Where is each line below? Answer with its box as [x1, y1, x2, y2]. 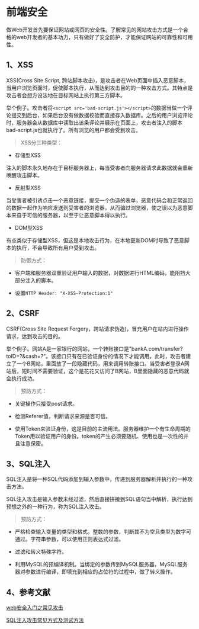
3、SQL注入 [6, 458, 50, 468]
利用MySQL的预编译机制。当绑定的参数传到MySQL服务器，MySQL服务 [14, 561, 188, 568]
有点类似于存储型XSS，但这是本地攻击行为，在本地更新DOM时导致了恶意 [6, 236, 185, 243]
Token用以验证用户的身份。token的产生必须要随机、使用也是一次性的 [14, 432, 184, 439]
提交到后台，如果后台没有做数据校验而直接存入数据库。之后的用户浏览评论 [11, 111, 193, 118]
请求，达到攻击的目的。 [6, 332, 63, 339]
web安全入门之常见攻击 [6, 604, 63, 611]
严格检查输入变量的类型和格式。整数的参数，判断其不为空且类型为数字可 [14, 528, 191, 535]
